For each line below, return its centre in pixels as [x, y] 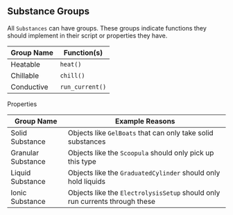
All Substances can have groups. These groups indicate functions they [107, 28]
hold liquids [87, 181]
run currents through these [112, 201]
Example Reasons [145, 121]
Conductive [29, 87]
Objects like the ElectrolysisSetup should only [144, 192]
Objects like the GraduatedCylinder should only [144, 173]
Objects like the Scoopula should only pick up [141, 153]
